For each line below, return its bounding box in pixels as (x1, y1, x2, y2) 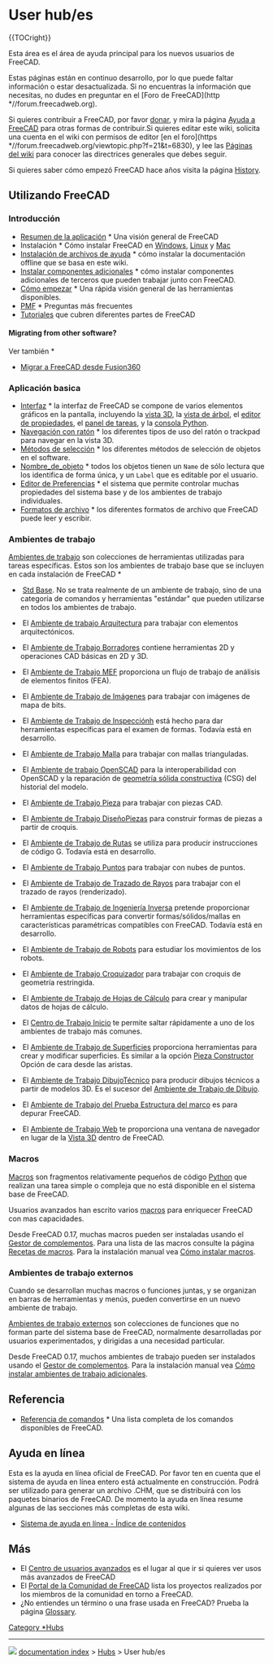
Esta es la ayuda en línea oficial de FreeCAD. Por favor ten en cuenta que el (8, 1468, 262, 1477)
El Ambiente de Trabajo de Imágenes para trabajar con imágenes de (22, 692, 250, 701)
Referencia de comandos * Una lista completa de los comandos (19, 1414, 234, 1424)
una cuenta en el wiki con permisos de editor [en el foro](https (8, 132, 218, 142)
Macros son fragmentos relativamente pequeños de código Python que (8, 1171, 248, 1182)
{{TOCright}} (8, 33, 51, 42)
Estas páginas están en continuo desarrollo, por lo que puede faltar (8, 72, 234, 82)
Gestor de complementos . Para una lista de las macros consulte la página (8, 1238, 254, 1248)
